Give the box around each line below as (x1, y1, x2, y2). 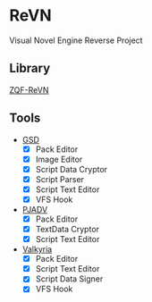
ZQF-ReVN (9, 84, 49, 95)
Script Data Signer (35, 273, 104, 284)
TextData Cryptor (35, 224, 100, 234)
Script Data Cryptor (35, 164, 108, 174)
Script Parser (35, 173, 85, 184)
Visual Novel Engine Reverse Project (9, 35, 143, 46)
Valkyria (21, 244, 53, 255)
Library (9, 61, 51, 76)
